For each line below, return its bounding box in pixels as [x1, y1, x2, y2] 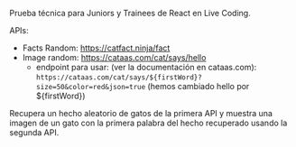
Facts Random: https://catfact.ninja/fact [22, 42, 171, 53]
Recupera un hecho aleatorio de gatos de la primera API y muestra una [9, 108, 273, 118]
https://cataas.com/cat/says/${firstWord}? [35, 73, 203, 82]
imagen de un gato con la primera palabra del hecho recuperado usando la [9, 117, 288, 128]
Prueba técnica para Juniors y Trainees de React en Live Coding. [9, 8, 251, 18]
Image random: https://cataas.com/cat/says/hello [22, 52, 207, 62]
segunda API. [9, 127, 60, 138]
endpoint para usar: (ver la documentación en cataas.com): [35, 62, 257, 72]
